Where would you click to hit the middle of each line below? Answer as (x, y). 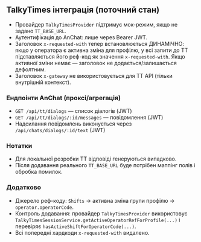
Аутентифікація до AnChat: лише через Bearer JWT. (81, 37)
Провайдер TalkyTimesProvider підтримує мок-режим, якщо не (96, 24)
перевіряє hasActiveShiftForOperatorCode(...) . (75, 226)
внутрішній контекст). (43, 82)
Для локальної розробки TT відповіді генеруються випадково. (96, 159)
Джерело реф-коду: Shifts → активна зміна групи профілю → (95, 200)
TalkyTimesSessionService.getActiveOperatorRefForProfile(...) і (97, 220)
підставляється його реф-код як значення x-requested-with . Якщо (100, 56)
